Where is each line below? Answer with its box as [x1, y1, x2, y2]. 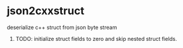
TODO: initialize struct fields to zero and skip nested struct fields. [15, 35, 177, 42]
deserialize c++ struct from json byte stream [7, 24, 117, 31]
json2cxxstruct [7, 4, 85, 18]
